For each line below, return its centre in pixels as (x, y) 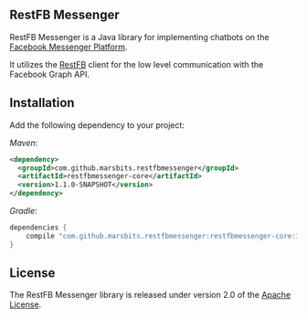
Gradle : (24, 211)
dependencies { (38, 228)
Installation (42, 103)
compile (40, 236)
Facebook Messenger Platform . (69, 47)
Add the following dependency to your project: (97, 125)
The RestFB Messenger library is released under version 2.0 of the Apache (150, 295)
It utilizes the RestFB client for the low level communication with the (137, 64)
